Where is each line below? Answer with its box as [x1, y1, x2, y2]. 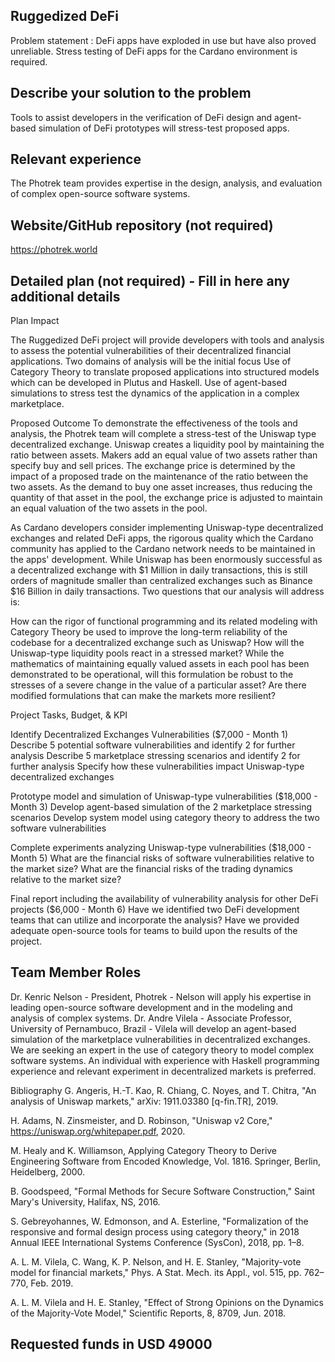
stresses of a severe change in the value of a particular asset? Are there [10, 679, 307, 691]
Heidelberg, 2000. [10, 1165, 86, 1178]
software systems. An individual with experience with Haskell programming [10, 1054, 320, 1066]
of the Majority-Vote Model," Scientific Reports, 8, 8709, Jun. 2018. [10, 1307, 287, 1319]
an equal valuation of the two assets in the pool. [10, 502, 208, 514]
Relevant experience [10, 151, 142, 168]
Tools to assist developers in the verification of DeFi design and [10, 111, 273, 123]
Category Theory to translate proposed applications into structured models [10, 366, 320, 378]
